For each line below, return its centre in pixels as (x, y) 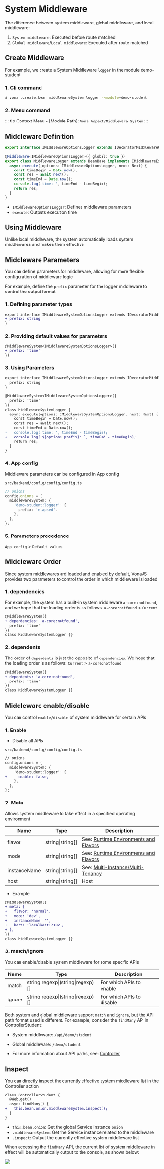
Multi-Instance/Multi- (119, 867)
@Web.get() (20, 1099)
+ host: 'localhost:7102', (35, 925)
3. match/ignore (24, 951)
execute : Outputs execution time (44, 212)
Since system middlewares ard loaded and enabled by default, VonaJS (76, 574)
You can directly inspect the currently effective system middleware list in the (82, 1081)
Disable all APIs (28, 741)
